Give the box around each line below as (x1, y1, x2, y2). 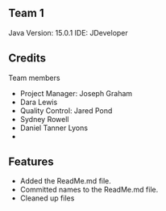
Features (8, 155, 54, 169)
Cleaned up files (19, 193, 75, 203)
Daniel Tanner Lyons (19, 123, 89, 133)
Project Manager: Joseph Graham (19, 88, 133, 98)
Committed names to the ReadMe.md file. (19, 185, 159, 195)
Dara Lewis (19, 97, 58, 107)
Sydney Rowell (19, 114, 70, 124)
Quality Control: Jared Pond (19, 105, 113, 116)
